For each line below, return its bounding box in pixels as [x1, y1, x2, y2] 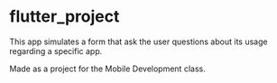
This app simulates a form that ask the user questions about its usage [9, 36, 268, 47]
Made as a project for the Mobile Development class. [9, 63, 206, 74]
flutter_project [9, 6, 120, 27]
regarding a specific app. [9, 45, 103, 56]
